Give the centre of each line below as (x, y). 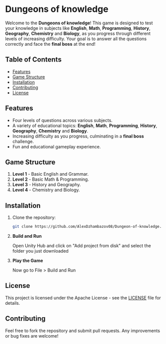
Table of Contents (34, 60)
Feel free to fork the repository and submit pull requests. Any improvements (83, 331)
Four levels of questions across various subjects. (62, 120)
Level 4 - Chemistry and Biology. (46, 190)
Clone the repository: (34, 217)
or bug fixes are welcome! (32, 336)
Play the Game (28, 261)
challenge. (23, 141)
